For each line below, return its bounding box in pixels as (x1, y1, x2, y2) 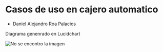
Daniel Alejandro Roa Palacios (12, 21, 76, 27)
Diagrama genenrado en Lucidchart (5, 30, 80, 37)
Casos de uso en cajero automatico (5, 4, 158, 15)
